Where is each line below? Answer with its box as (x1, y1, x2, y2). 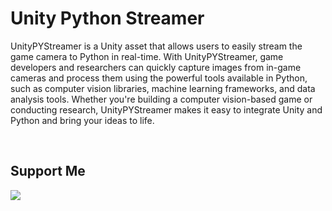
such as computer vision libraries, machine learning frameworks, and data (10, 82, 316, 94)
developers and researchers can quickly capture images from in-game (10, 61, 302, 73)
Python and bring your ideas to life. (10, 114, 155, 126)
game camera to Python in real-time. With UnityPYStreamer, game (10, 50, 284, 62)
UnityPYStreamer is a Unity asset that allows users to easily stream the (10, 40, 303, 52)
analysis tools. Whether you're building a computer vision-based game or (10, 93, 313, 105)
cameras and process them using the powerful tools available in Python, (10, 72, 308, 84)
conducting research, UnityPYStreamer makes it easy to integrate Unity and (10, 103, 323, 116)
